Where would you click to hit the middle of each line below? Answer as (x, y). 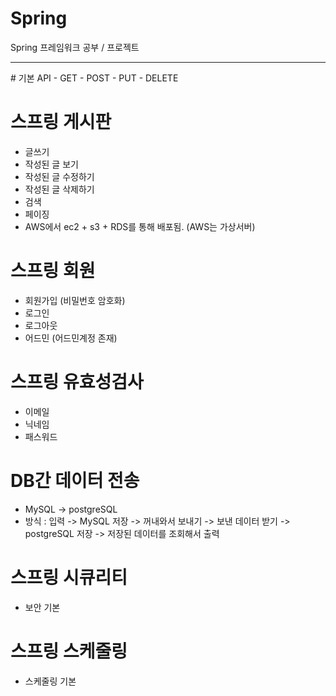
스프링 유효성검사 (77, 382)
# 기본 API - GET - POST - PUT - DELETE (94, 78)
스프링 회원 (53, 271)
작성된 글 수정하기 (59, 176)
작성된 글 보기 (51, 164)
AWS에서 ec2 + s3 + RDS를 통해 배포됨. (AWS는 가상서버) (140, 226)
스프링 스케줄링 (69, 651)
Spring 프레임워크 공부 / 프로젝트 (75, 47)
